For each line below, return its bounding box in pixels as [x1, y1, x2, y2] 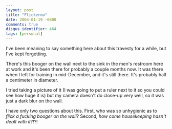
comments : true [6, 21, 38, 27]
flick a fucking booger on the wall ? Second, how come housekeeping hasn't [6, 113, 166, 119]
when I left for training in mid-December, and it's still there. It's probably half [6, 72, 167, 77]
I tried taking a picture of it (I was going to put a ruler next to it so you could [6, 87, 165, 93]
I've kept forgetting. [6, 51, 48, 57]
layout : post [6, 7, 34, 13]
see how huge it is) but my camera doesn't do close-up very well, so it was [6, 93, 164, 98]
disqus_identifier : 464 [6, 27, 57, 32]
